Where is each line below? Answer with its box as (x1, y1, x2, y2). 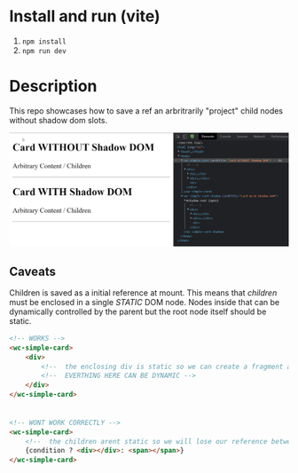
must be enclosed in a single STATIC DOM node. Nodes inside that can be (9, 296, 280, 307)
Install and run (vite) (9, 6, 161, 27)
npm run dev (21, 46, 67, 55)
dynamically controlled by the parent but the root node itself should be (9, 306, 267, 317)
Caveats (9, 264, 56, 279)
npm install (21, 37, 67, 46)
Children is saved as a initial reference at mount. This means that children (9, 287, 278, 298)
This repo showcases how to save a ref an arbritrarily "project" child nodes (9, 105, 284, 116)
